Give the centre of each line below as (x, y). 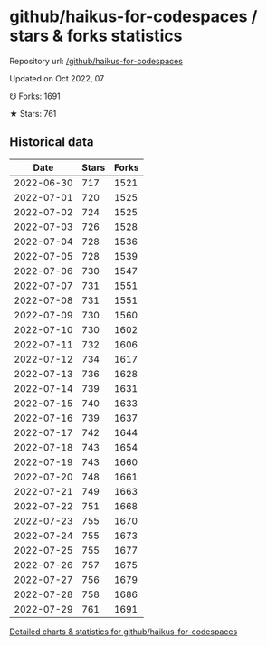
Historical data (52, 142)
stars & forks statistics (96, 36)
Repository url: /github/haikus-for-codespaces (96, 61)
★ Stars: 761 (33, 113)
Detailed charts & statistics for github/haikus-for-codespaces (124, 632)
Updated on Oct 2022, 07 (57, 78)
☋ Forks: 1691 (35, 96)
